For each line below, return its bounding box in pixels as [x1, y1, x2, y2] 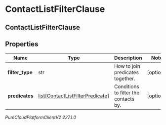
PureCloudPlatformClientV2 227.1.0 [5, 115, 77, 121]
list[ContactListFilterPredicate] [38, 92, 110, 99]
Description [114, 54, 142, 61]
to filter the [114, 89, 140, 96]
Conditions [114, 83, 139, 90]
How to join [114, 63, 141, 70]
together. [114, 75, 136, 82]
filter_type [7, 69, 33, 76]
